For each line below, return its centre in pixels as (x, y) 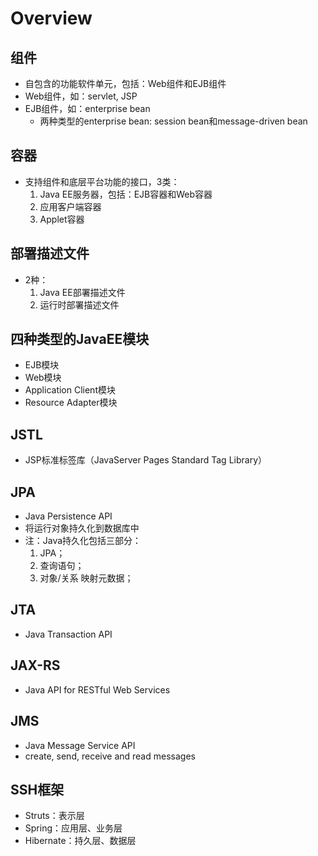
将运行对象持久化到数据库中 (82, 528)
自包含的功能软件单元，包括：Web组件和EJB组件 (125, 83)
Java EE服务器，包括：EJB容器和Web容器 (126, 194)
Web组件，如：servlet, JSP (81, 96)
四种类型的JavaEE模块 (80, 339)
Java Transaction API (68, 634)
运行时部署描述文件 (79, 304)
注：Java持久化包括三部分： (83, 541)
